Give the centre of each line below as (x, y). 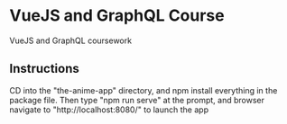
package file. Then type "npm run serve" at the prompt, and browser (137, 100)
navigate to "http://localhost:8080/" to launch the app (109, 110)
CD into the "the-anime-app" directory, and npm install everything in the (143, 90)
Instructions (44, 69)
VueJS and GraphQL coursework (71, 40)
